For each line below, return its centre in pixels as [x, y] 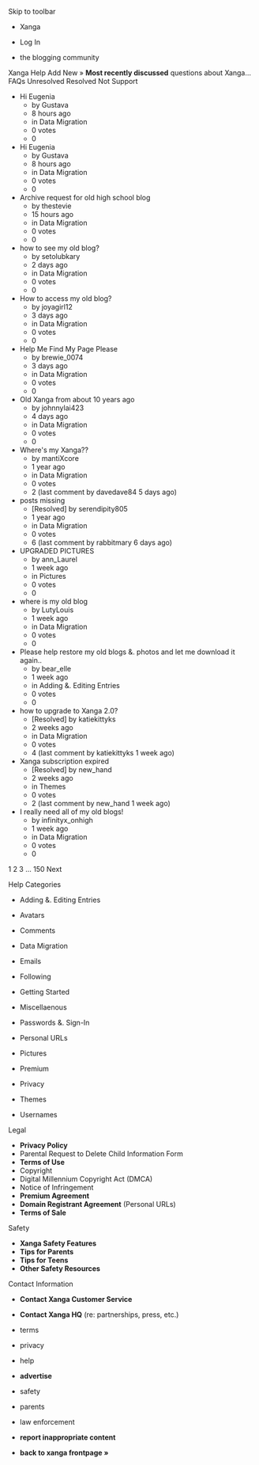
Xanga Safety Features [58, 1243]
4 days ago [50, 416]
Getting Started [44, 992]
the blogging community [60, 57]
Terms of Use [42, 1162]
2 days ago [50, 265]
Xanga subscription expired [64, 761]
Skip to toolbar [32, 11]
